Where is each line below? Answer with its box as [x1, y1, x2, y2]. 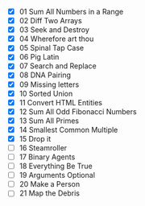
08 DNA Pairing [19, 70, 72, 80]
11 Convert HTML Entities [19, 97, 102, 107]
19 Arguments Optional [19, 171, 96, 180]
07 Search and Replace [19, 61, 97, 71]
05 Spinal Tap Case [19, 43, 85, 53]
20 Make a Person [19, 179, 81, 189]
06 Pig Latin [19, 52, 60, 62]
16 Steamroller [19, 142, 68, 152]
